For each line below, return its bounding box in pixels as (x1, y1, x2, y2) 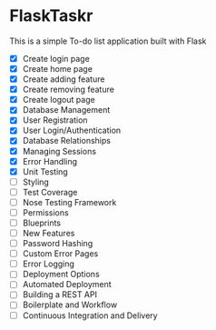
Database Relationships (22, 135, 112, 146)
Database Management (22, 105, 111, 115)
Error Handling (22, 155, 78, 166)
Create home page (22, 64, 93, 74)
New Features (22, 228, 75, 238)
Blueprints (22, 217, 62, 228)
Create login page (22, 53, 91, 64)
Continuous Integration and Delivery (22, 310, 158, 321)
